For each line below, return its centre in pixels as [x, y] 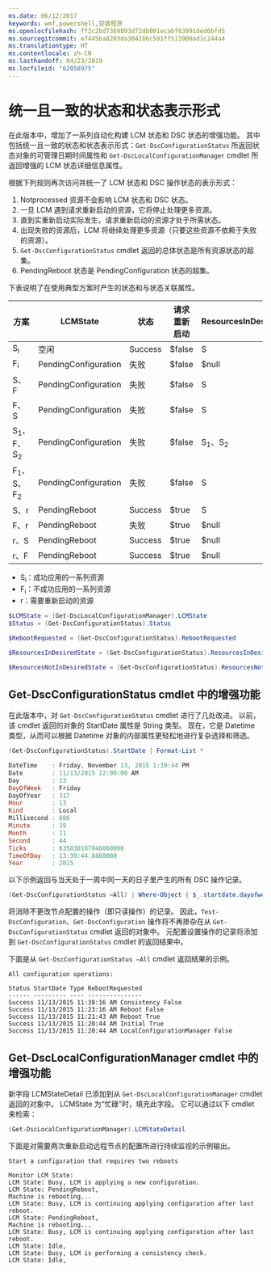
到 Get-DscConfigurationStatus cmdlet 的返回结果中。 [98, 942]
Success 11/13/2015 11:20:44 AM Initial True [86, 1024]
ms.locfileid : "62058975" [52, 69]
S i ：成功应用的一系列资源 [62, 579]
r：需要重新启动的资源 [57, 601]
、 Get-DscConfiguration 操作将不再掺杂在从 [138, 922]
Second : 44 [38, 841]
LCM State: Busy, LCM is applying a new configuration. [104, 1182]
